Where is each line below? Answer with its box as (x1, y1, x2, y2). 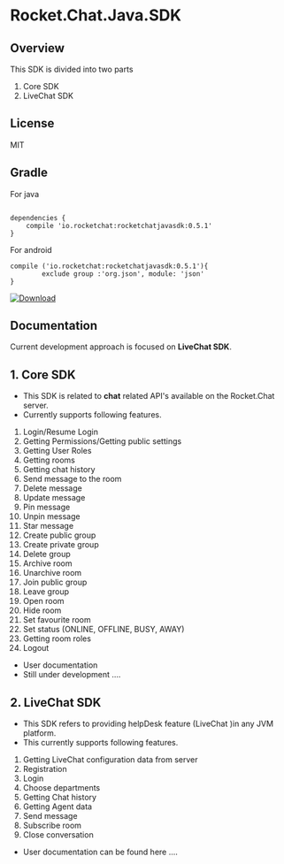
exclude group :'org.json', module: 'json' (42, 269, 204, 279)
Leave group (22, 586, 70, 597)
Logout (22, 643, 50, 654)
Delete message (22, 483, 82, 493)
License (10, 116, 55, 131)
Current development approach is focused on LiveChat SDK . (10, 341, 233, 352)
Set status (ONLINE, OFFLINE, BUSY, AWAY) (22, 624, 185, 635)
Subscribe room (22, 820, 82, 831)
